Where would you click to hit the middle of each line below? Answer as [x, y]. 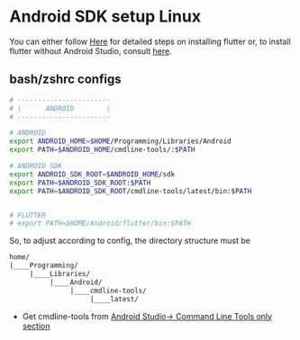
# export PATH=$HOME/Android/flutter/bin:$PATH [100, 224]
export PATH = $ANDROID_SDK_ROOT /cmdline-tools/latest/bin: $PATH [131, 191]
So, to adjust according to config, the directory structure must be [130, 241]
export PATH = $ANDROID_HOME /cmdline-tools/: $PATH [102, 150]
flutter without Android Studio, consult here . [91, 50]
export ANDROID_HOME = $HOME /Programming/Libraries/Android [120, 141]
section [36, 326]
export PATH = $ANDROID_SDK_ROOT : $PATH [80, 183]
